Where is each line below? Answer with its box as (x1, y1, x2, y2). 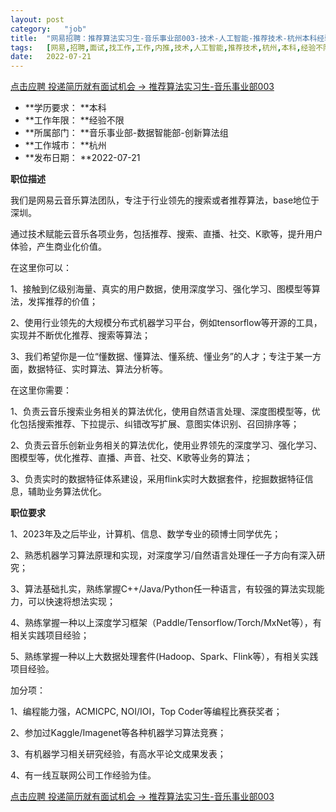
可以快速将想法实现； (27, 596, 116, 608)
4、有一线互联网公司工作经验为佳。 (10, 769, 157, 781)
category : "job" (10, 24, 87, 34)
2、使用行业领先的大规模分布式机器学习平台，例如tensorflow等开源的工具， (10, 317, 323, 329)
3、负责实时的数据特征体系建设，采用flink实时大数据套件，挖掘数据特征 (10, 473, 305, 485)
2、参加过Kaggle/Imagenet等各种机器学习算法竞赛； (10, 727, 227, 739)
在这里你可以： (10, 262, 72, 274)
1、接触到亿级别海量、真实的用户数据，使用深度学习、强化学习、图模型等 (10, 283, 312, 295)
